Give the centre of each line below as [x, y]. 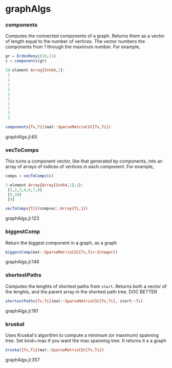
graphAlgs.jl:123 [22, 218]
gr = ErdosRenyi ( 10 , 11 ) [31, 56]
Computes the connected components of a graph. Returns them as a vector [85, 36]
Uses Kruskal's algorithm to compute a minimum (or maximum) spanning [82, 335]
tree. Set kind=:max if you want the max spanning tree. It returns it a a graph [86, 340]
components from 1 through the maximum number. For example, [73, 47]
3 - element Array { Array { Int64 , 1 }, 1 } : [44, 185]
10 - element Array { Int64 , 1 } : [35, 70]
